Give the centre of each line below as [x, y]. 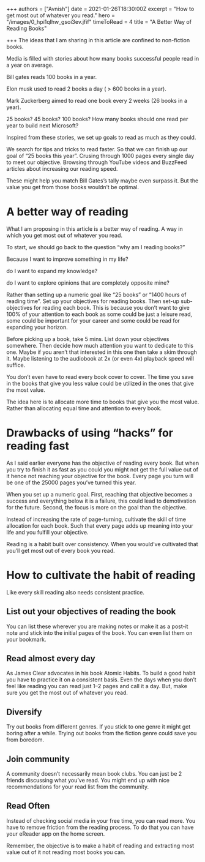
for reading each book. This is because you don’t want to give [111, 307]
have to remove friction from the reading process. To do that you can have [100, 827]
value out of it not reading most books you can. [66, 852]
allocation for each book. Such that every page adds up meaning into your [100, 525]
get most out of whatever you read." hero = [61, 15]
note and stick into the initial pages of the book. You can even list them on [99, 632]
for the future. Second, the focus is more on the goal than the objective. [97, 507]
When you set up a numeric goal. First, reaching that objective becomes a [99, 494]
